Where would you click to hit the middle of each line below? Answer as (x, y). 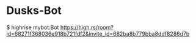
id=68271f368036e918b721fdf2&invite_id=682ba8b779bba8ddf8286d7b (98, 33)
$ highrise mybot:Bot (33, 27)
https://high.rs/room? (87, 27)
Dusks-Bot (34, 11)
